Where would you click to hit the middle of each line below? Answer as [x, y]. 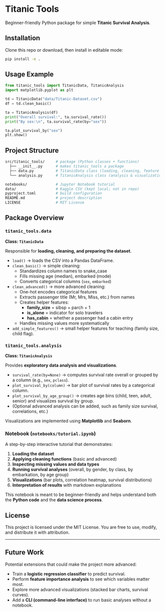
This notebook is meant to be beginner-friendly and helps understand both [81, 495]
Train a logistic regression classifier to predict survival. [69, 574]
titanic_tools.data [28, 231]
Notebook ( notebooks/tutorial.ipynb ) [51, 434]
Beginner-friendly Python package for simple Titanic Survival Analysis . [78, 23]
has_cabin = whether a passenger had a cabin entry [80, 318]
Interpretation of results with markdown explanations [67, 485]
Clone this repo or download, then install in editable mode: [64, 50]
